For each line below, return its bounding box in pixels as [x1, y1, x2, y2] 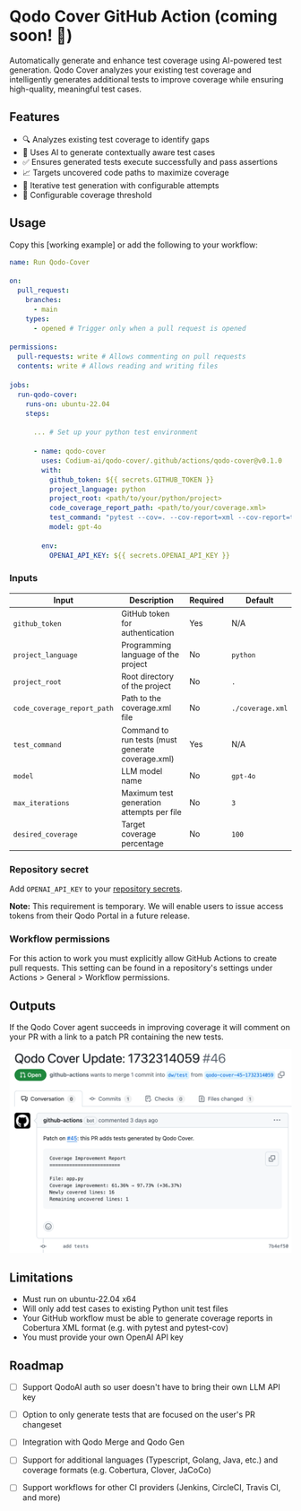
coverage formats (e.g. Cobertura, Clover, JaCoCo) [21, 1464, 212, 1476]
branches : [25, 296, 63, 305]
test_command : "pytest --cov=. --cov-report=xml [48, 513, 235, 522]
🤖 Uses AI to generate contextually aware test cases [21, 146, 216, 158]
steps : [25, 409, 50, 418]
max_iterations [13, 799, 70, 808]
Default [245, 595, 274, 606]
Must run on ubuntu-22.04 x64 [21, 1294, 137, 1305]
